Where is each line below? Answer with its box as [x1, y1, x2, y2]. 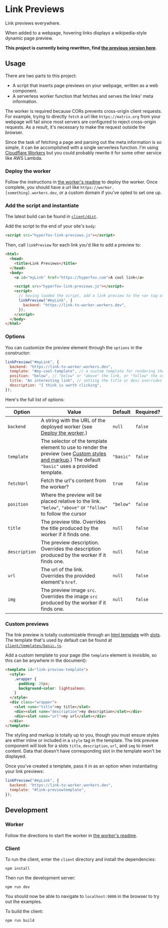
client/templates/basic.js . [5, 642, 63, 648]
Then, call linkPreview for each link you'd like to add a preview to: [5, 242, 141, 248]
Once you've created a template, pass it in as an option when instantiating [5, 763, 157, 769]
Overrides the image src [40, 593, 98, 600]
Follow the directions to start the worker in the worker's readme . [5, 832, 137, 838]
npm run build [5, 918, 35, 923]
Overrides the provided [40, 572, 95, 579]
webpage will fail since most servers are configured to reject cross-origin [5, 119, 156, 125]
